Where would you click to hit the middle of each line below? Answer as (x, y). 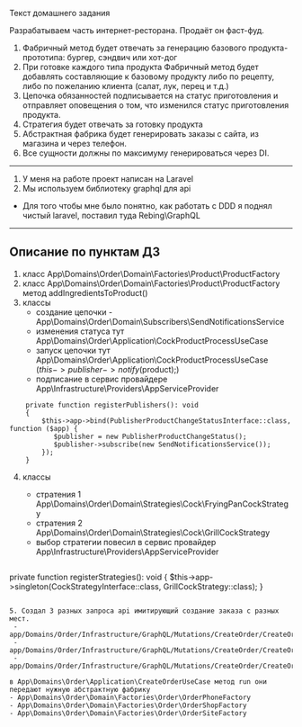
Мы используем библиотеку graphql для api (107, 188)
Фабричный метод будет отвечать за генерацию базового (134, 48)
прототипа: (44, 57)
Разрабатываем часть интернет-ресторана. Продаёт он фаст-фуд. (137, 30)
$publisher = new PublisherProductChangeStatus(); (150, 436)
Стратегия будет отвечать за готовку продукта (113, 124)
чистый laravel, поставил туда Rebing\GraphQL (111, 215)
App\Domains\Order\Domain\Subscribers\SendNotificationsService (160, 321)
